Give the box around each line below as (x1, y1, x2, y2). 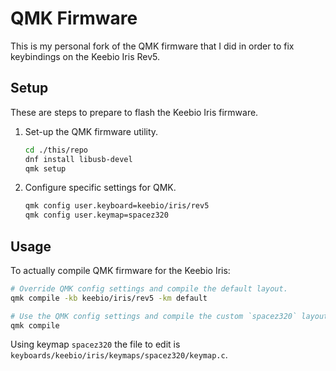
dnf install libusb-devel (24, 154, 133, 164)
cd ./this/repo (24, 145, 89, 155)
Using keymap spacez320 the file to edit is (10, 338, 181, 351)
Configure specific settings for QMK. (24, 182, 177, 194)
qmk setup (24, 163, 67, 174)
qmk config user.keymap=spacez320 (24, 210, 169, 221)
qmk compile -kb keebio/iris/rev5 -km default (10, 293, 208, 303)
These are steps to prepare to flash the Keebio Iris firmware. (10, 106, 259, 118)
